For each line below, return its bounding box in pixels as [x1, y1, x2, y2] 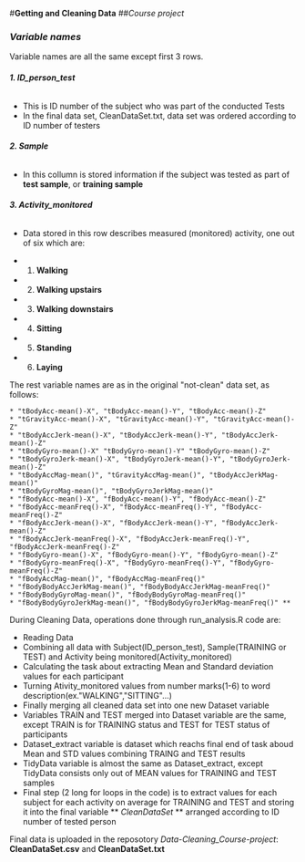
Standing [36, 342, 72, 353]
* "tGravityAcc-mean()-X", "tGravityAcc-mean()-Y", [9, 414, 209, 423]
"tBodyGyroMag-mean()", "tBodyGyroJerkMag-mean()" [17, 486, 214, 495]
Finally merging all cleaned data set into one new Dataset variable [22, 700, 270, 711]
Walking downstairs [36, 303, 114, 314]
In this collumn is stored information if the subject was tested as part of [22, 169, 290, 180]
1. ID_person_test [9, 72, 76, 83]
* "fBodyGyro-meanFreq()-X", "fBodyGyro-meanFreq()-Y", [9, 558, 226, 567]
